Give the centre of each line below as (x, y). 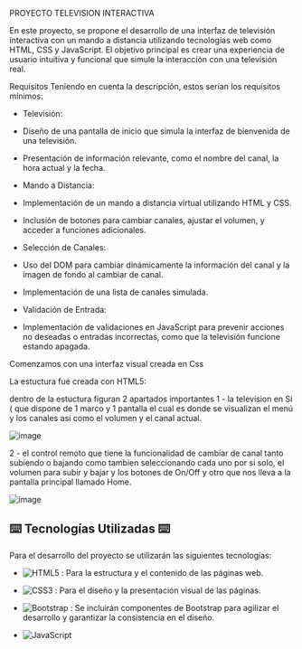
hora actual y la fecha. (64, 168)
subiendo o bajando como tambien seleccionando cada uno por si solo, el (147, 463)
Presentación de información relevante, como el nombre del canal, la (151, 158)
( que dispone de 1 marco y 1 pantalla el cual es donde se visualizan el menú (151, 409)
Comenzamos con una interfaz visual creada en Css (107, 364)
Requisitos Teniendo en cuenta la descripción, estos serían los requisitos (145, 86)
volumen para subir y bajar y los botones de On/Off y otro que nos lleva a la (150, 472)
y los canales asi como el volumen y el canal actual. (106, 418)
